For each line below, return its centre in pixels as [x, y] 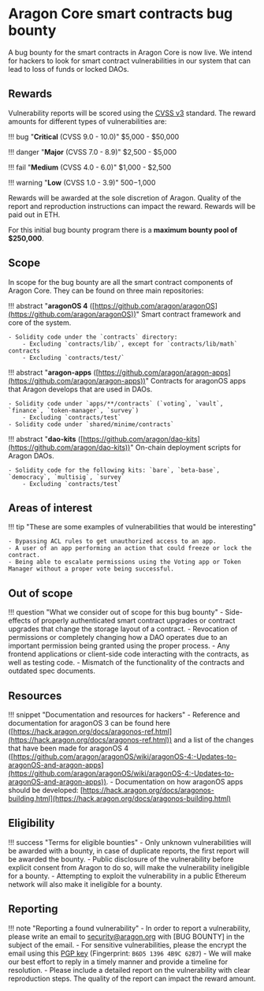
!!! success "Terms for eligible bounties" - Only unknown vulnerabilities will [130, 842]
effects [20, 621]
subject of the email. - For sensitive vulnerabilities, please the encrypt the [127, 944]
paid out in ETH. [34, 215]
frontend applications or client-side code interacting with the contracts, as [129, 654]
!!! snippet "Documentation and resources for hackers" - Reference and [124, 714]
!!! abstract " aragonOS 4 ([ [52, 305]
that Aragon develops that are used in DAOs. [80, 389]
